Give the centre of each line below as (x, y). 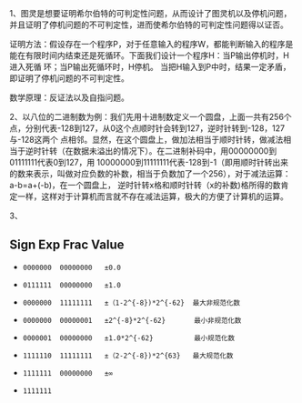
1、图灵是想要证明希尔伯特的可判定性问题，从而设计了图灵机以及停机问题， (151, 13)
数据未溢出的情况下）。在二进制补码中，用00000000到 (175, 151)
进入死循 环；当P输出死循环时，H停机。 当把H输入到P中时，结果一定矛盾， (150, 67)
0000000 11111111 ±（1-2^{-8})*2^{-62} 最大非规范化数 (131, 303)
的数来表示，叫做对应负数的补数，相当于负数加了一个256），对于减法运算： (150, 174)
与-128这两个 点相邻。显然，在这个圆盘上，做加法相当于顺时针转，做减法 (146, 140)
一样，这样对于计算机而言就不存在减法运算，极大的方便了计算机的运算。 (152, 196)
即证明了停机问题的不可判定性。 (69, 78)
